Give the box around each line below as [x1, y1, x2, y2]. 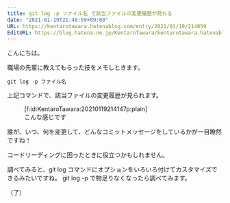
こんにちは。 [7, 49, 43, 57]
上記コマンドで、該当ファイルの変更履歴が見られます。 [7, 91, 163, 99]
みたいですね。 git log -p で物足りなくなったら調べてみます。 [18, 174, 192, 182]
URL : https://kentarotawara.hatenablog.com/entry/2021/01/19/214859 [7, 23, 207, 29]
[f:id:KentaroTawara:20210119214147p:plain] [24, 105, 148, 113]
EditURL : [7, 29, 32, 36]
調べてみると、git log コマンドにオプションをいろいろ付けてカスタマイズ [7, 165, 212, 174]
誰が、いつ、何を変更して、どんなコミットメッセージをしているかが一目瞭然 [7, 128, 222, 136]
